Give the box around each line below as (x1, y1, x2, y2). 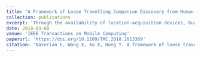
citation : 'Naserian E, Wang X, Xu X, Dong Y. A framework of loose (6, 42, 181, 48)
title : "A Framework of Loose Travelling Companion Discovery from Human (6, 8, 194, 15)
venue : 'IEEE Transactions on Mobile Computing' (6, 31, 130, 37)
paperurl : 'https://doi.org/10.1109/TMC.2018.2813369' (6, 36, 146, 42)
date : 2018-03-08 (6, 25, 50, 31)
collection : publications (6, 14, 71, 20)
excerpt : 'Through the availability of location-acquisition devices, (6, 20, 186, 26)
